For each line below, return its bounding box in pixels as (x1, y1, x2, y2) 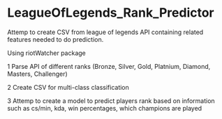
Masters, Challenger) (7, 70, 68, 78)
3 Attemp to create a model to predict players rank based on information (7, 96, 215, 105)
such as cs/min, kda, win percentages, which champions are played (7, 104, 202, 112)
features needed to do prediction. (7, 35, 104, 43)
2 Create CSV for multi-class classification (7, 83, 129, 91)
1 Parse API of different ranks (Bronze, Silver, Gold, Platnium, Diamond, (7, 62, 211, 70)
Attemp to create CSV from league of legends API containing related (7, 28, 204, 36)
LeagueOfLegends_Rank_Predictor (7, 5, 214, 21)
